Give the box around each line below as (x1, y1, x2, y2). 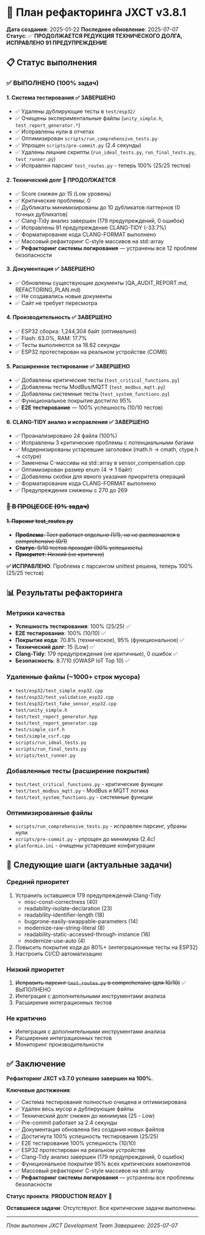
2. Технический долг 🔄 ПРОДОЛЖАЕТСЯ (6, 176, 116, 184)
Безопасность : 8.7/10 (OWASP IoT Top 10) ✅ (15, 657, 130, 664)
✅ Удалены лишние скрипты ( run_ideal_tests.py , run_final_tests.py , (15, 149, 196, 156)
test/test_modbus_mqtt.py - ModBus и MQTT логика (15, 787, 148, 794)
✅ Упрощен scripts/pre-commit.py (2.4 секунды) (15, 141, 142, 149)
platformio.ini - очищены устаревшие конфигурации (15, 842, 156, 850)
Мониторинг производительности (15, 1041, 104, 1048)
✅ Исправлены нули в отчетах (15, 128, 95, 135)
